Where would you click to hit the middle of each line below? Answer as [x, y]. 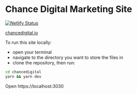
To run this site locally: [28, 42]
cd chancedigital [23, 72]
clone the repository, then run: [44, 62]
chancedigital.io [22, 32]
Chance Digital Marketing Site [69, 9]
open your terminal [32, 52]
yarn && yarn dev [23, 76]
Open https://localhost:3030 [34, 86]
